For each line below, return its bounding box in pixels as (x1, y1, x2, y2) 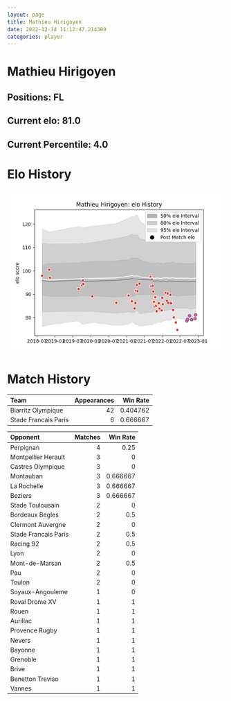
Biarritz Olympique (10, 406, 64, 415)
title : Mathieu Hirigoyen (7, 18, 82, 26)
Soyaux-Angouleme (10, 588, 68, 596)
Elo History (7, 166, 72, 182)
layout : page (7, 11, 45, 18)
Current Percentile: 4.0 (7, 139, 109, 150)
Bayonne (10, 646, 36, 654)
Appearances (74, 396, 115, 404)
